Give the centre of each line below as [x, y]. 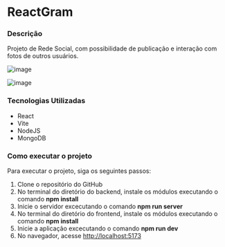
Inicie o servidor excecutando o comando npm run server [100, 207]
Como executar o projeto [49, 156]
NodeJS [29, 130]
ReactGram [40, 12]
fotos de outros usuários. [43, 56]
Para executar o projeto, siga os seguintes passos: [79, 171]
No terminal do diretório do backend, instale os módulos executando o [117, 192]
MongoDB [31, 138]
